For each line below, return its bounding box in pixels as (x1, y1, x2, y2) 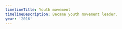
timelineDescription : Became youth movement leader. (5, 12, 118, 17)
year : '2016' (5, 16, 33, 21)
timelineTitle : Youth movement (5, 7, 71, 12)
